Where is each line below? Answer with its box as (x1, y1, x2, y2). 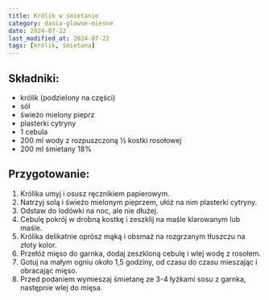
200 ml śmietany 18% (19, 144, 93, 154)
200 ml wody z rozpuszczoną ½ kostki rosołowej (19, 135, 182, 145)
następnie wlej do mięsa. (19, 282, 103, 292)
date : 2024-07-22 (8, 27, 67, 35)
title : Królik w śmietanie (8, 11, 99, 20)
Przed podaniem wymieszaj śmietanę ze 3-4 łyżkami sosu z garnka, (19, 274, 246, 284)
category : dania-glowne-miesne (8, 19, 114, 27)
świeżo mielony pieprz (19, 109, 95, 119)
